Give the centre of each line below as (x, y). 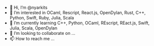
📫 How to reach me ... (32, 38)
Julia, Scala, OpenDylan (33, 28)
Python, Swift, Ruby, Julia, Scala (42, 18)
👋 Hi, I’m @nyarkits (28, 8)
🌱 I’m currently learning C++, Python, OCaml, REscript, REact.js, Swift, (79, 23)
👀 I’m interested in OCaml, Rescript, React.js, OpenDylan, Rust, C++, (78, 13)
